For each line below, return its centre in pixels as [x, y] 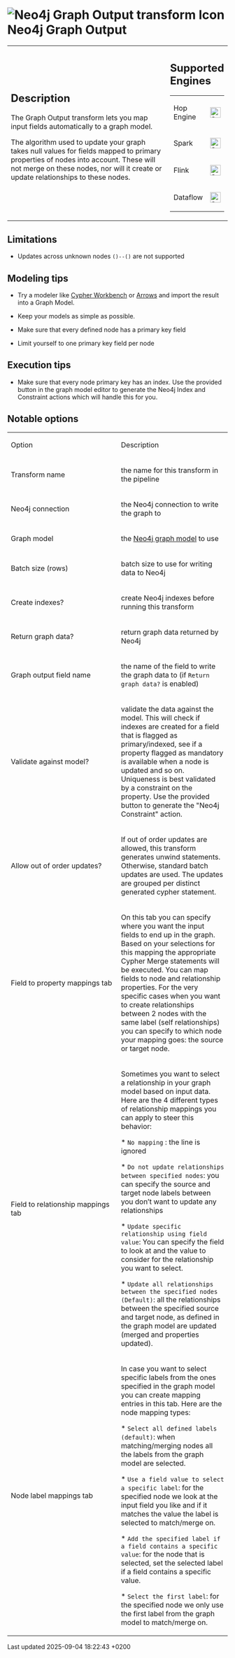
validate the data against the [168, 709]
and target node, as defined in [170, 1317]
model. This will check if [161, 717]
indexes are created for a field [170, 726]
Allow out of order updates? [56, 866]
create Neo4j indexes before [168, 598]
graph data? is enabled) [160, 684]
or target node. [145, 1048]
